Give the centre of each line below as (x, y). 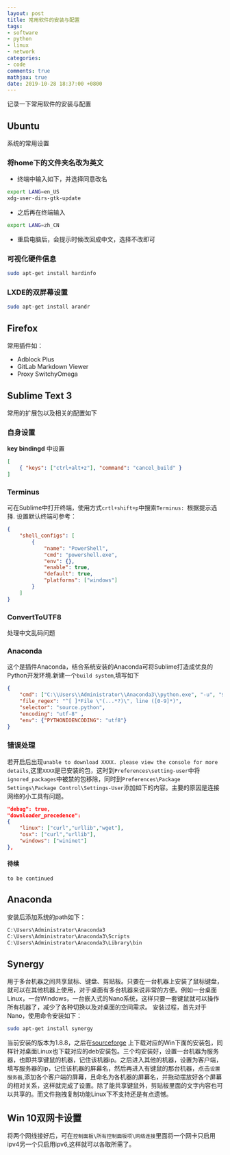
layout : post (26, 13)
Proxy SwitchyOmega (48, 374)
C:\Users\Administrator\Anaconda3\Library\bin (75, 943)
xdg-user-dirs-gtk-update (44, 199)
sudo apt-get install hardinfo (52, 274)
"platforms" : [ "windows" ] (80, 580)
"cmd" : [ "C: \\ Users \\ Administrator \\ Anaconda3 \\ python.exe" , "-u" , (117, 695)
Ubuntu (23, 126)
